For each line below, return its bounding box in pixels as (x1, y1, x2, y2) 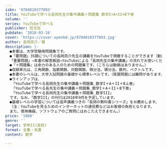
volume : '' (5, 16, 28, 21)
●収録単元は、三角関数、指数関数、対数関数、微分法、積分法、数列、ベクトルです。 (9, 68, 156, 73)
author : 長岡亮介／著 (5, 40, 46, 45)
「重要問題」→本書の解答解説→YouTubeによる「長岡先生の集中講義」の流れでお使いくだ (9, 58, 163, 63)
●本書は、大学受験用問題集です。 (9, 49, 67, 54)
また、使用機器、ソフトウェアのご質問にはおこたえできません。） (9, 109, 123, 114)
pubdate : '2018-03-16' (5, 30, 52, 35)
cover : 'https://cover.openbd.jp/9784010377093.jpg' (5, 35, 117, 40)
